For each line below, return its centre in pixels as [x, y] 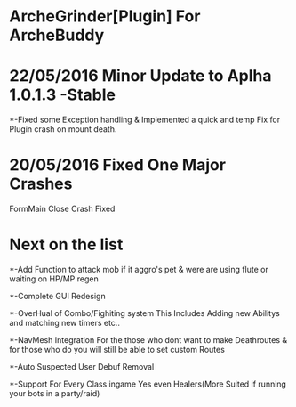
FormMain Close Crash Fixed [62, 209]
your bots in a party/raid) [55, 393]
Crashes [41, 184]
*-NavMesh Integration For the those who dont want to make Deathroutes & [148, 340]
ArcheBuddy [57, 35]
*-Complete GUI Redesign [57, 296]
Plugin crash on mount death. [63, 129]
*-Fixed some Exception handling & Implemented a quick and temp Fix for [145, 120]
